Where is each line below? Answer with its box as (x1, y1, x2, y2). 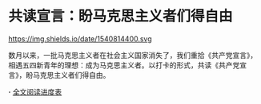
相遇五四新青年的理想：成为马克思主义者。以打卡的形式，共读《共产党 (8, 60, 240, 70)
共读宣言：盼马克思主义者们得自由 (8, 7, 234, 25)
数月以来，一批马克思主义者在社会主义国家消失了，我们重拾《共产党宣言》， (8, 50, 258, 60)
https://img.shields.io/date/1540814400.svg (8, 33, 152, 44)
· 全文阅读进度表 (8, 87, 62, 96)
